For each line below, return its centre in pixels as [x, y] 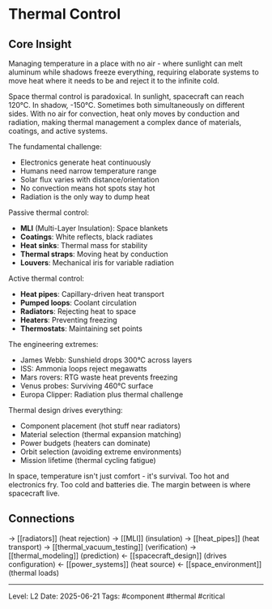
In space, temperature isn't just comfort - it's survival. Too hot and [119, 476]
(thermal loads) [34, 573]
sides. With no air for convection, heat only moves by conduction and [124, 114]
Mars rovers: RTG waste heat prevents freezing [99, 377]
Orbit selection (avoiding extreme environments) [101, 452]
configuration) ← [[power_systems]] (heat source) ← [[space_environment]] [135, 564]
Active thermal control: [47, 278]
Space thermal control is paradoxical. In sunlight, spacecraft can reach [126, 96]
